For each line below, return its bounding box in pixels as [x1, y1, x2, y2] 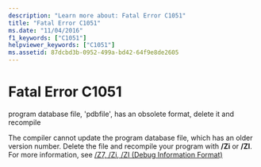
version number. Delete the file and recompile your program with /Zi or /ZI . [8, 141, 252, 151]
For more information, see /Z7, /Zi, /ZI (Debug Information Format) [8, 150, 224, 159]
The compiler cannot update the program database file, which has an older [8, 133, 253, 142]
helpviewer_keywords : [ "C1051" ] [8, 41, 115, 49]
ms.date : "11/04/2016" [8, 26, 83, 34]
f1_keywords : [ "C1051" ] [8, 33, 87, 42]
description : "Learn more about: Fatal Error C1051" [8, 11, 186, 20]
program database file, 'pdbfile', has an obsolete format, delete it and [8, 109, 235, 118]
